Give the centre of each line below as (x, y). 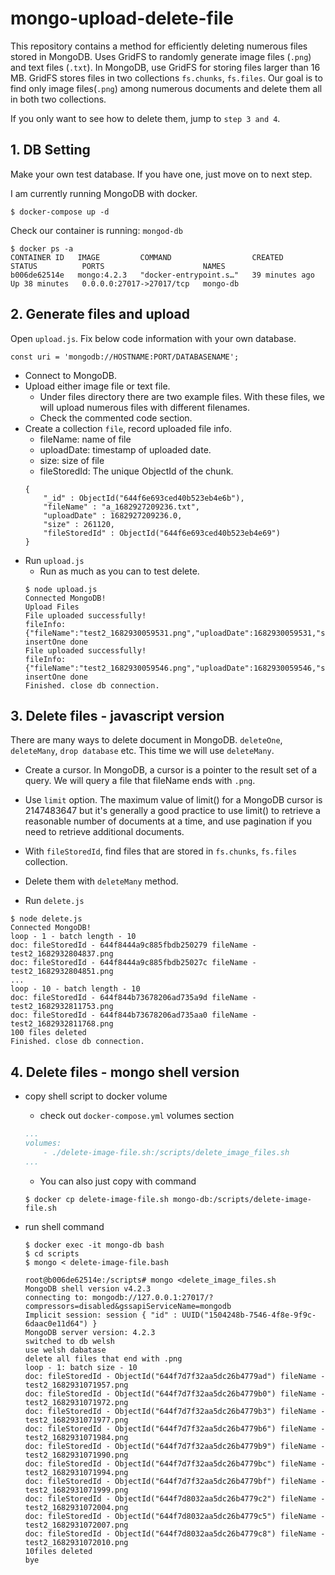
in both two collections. (58, 99)
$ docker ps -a (42, 248)
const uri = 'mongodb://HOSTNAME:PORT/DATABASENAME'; (125, 357)
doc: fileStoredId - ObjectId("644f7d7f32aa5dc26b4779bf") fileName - (175, 1481)
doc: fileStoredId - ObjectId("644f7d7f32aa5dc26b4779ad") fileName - (175, 1376)
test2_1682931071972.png (76, 1402)
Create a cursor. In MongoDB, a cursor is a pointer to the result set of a (171, 770)
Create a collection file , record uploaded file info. (128, 428)
